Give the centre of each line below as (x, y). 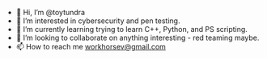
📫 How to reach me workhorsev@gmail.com (91, 47)
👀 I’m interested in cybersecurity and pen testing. (98, 21)
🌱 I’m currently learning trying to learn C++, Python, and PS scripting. (132, 29)
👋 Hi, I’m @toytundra (50, 12)
